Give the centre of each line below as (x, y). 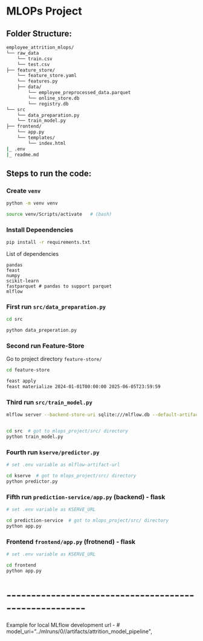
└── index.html (47, 143)
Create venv (24, 190)
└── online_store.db (54, 98)
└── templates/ (36, 138)
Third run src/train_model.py (49, 402)
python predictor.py (32, 482)
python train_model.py (35, 437)
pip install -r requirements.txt (48, 243)
